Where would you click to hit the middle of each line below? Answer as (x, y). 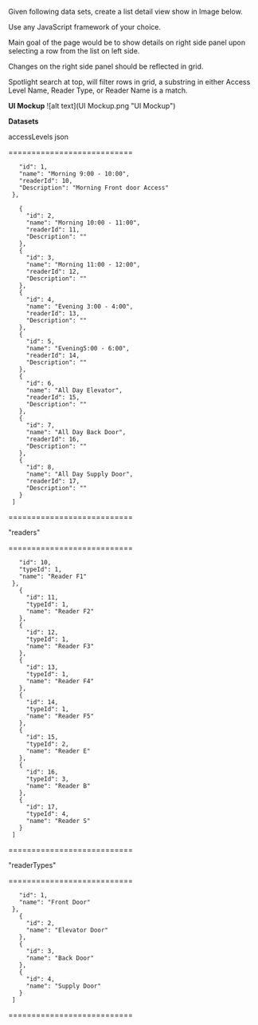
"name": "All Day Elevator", (74, 390)
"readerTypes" (32, 865)
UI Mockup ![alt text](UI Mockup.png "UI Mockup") (92, 106)
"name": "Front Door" (55, 902)
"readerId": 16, (53, 439)
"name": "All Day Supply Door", (80, 474)
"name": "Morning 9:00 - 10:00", (74, 174)
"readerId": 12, (53, 271)
